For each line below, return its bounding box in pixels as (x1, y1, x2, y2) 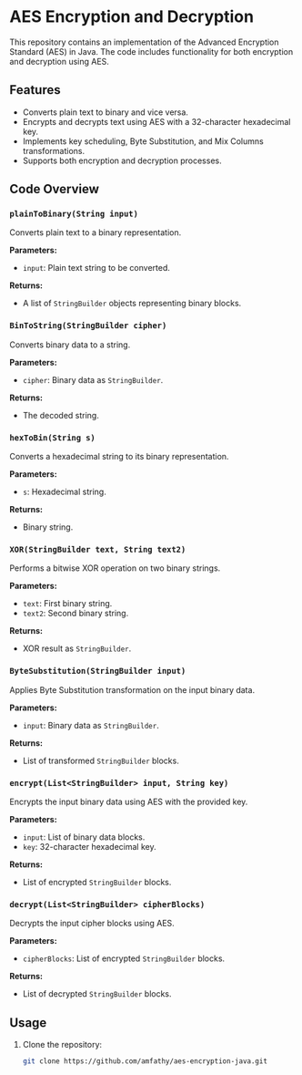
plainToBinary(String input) (9, 209, 139, 220)
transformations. (22, 145, 86, 156)
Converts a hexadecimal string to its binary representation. (9, 451, 229, 462)
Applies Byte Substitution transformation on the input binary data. (9, 684, 256, 695)
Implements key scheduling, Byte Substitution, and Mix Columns (22, 135, 264, 147)
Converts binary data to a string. (9, 339, 131, 350)
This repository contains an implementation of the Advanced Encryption (9, 36, 279, 47)
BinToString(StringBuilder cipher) (9, 321, 167, 331)
